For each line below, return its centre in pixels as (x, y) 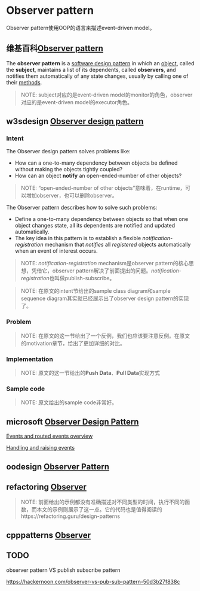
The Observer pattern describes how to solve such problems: (82, 208)
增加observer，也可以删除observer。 (72, 196)
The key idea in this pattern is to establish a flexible (78, 238)
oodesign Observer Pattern (58, 467)
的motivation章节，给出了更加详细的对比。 (73, 343)
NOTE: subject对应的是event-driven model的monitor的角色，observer (107, 95)
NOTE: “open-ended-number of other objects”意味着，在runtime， (103, 188)
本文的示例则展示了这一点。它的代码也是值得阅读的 (99, 510)
